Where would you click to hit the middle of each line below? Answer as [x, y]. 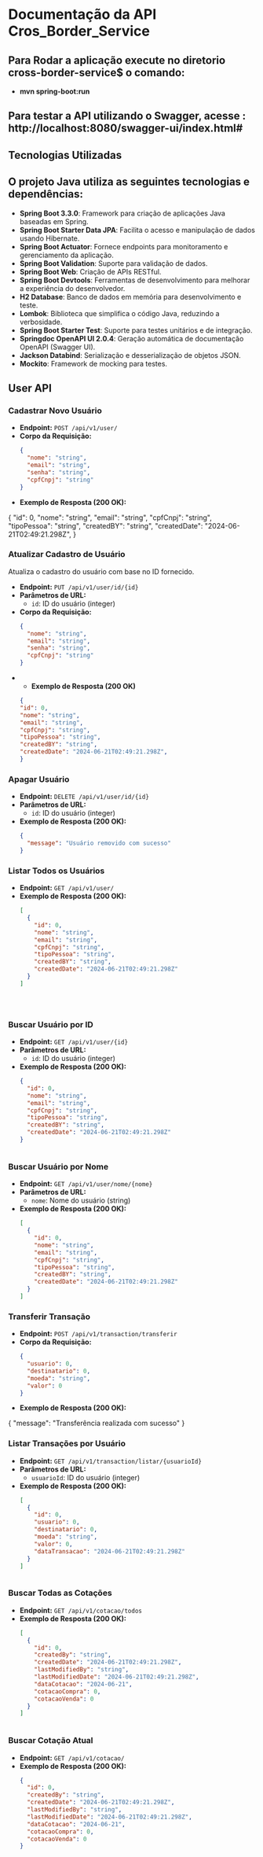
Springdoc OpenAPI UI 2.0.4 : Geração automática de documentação [131, 338]
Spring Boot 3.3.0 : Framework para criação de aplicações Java [122, 213]
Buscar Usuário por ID [51, 1024]
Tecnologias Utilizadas [65, 155]
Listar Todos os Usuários [57, 871]
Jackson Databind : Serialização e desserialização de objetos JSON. [130, 355]
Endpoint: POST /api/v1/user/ [68, 428]
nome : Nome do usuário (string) [81, 1200]
